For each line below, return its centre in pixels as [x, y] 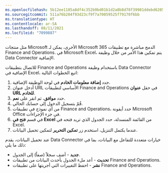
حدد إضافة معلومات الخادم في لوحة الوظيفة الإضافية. [61, 82]
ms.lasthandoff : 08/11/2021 [34, 28]
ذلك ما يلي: [16, 145]
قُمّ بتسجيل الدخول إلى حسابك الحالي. [47, 103]
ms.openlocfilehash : [27, 10]
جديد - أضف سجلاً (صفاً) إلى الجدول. [46, 155]
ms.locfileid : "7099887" [31, 33]
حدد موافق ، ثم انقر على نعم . [39, 98]
